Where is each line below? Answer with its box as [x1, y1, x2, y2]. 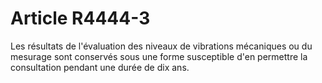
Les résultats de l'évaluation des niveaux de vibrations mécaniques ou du [10, 40, 313, 52]
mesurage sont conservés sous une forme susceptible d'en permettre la [10, 50, 308, 62]
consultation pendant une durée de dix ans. [10, 61, 190, 73]
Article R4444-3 [10, 7, 151, 30]
